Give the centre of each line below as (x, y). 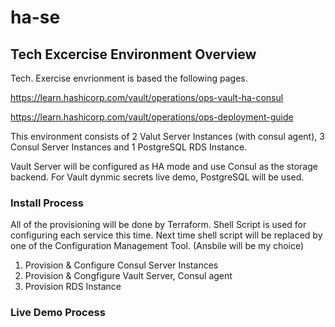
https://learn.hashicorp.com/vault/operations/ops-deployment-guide (152, 117)
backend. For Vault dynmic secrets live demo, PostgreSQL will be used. (157, 177)
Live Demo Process (58, 313)
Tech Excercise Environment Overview (133, 54)
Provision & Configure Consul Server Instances (121, 265)
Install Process (47, 203)
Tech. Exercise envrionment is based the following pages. (129, 78)
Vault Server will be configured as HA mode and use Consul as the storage (164, 166)
